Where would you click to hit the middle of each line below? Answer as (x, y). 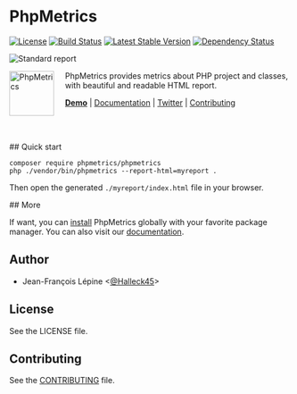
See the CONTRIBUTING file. (62, 381)
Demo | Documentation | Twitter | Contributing (151, 102)
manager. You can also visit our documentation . (97, 231)
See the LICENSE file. (49, 331)
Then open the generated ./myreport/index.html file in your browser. (137, 187)
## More (25, 205)
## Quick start (36, 147)
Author (29, 260)
